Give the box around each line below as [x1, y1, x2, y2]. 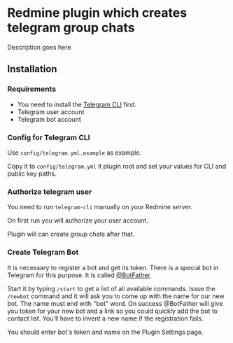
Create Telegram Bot [7, 247, 79, 257]
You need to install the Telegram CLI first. [17, 100, 137, 108]
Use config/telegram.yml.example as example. [7, 148, 142, 157]
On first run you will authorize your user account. [7, 216, 148, 225]
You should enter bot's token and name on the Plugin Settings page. [7, 328, 204, 336]
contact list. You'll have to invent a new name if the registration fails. [7, 314, 204, 323]
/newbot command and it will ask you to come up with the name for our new [7, 292, 225, 300]
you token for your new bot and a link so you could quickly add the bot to [7, 307, 218, 315]
